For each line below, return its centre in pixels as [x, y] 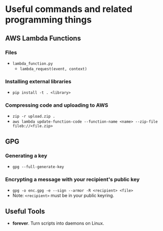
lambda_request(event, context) [53, 69]
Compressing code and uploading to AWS [57, 105]
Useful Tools [25, 211]
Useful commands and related [69, 9]
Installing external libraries [38, 81]
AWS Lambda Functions [43, 38]
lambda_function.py [33, 63]
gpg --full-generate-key [38, 167]
